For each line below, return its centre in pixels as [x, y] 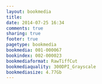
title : [14, 17]
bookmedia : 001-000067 [34, 50]
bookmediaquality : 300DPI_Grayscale [51, 67]
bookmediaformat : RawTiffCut [42, 61]
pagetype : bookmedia [32, 45]
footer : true [22, 39]
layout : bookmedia [29, 12]
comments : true [25, 28]
